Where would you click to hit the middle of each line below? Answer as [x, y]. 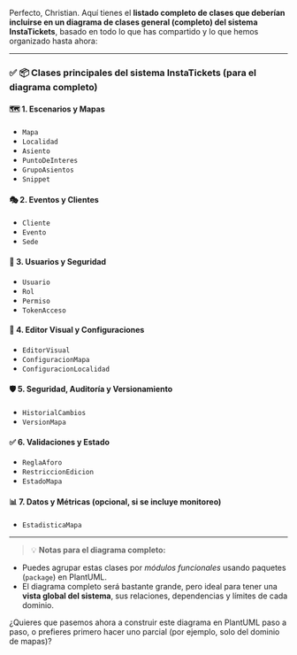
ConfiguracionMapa [56, 359]
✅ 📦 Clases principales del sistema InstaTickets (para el [133, 73]
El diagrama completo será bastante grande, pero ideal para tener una [150, 587]
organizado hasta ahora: [53, 41]
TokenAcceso [44, 310]
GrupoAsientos [48, 170]
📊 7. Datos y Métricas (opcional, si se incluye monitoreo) [115, 501]
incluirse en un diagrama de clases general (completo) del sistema [133, 22]
